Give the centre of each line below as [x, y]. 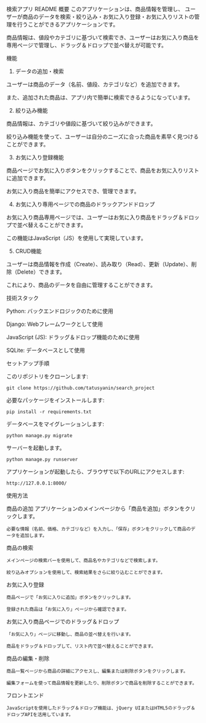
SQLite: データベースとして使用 [46, 350]
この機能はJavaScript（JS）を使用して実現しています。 [76, 238]
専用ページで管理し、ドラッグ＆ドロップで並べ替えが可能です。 [87, 45]
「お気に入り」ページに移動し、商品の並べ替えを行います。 [70, 634]
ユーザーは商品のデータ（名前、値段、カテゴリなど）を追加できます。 [95, 84]
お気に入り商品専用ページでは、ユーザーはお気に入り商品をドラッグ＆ [95, 217]
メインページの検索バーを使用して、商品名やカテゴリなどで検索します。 [83, 561]
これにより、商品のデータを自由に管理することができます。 [81, 285]
